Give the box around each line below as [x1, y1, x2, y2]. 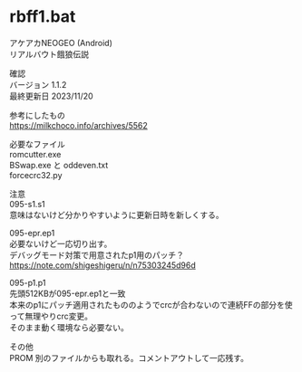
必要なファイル [9, 138, 65, 149]
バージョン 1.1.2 [9, 79, 67, 90]
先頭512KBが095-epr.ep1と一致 [9, 288, 126, 299]
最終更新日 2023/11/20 [9, 91, 93, 101]
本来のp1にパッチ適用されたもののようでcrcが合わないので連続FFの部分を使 [9, 299, 293, 310]
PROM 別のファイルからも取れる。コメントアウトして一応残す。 [9, 352, 249, 363]
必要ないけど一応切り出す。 [9, 238, 112, 249]
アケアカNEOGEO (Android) [9, 37, 113, 48]
